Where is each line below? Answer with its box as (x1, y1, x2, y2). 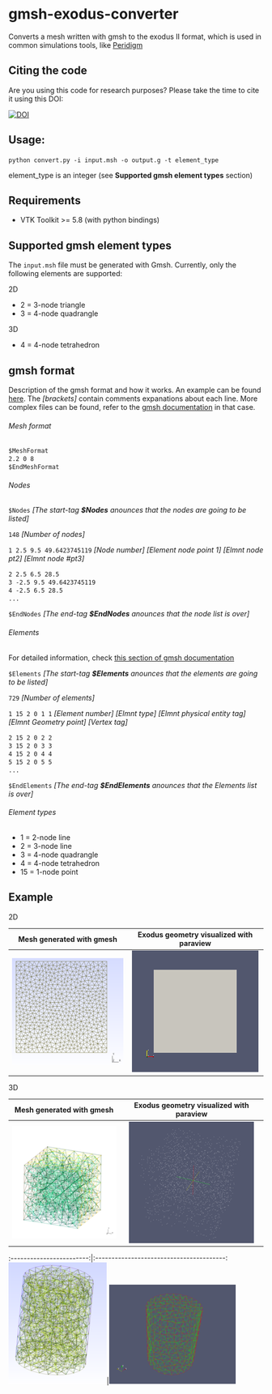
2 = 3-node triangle (19, 301, 86, 310)
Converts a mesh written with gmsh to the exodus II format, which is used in (8, 32, 261, 41)
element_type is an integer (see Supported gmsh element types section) (8, 170, 253, 180)
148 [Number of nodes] (8, 530, 85, 539)
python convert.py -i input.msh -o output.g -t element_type (8, 156, 219, 164)
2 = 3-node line (19, 841, 73, 850)
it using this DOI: (8, 94, 63, 104)
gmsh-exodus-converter (8, 5, 179, 23)
